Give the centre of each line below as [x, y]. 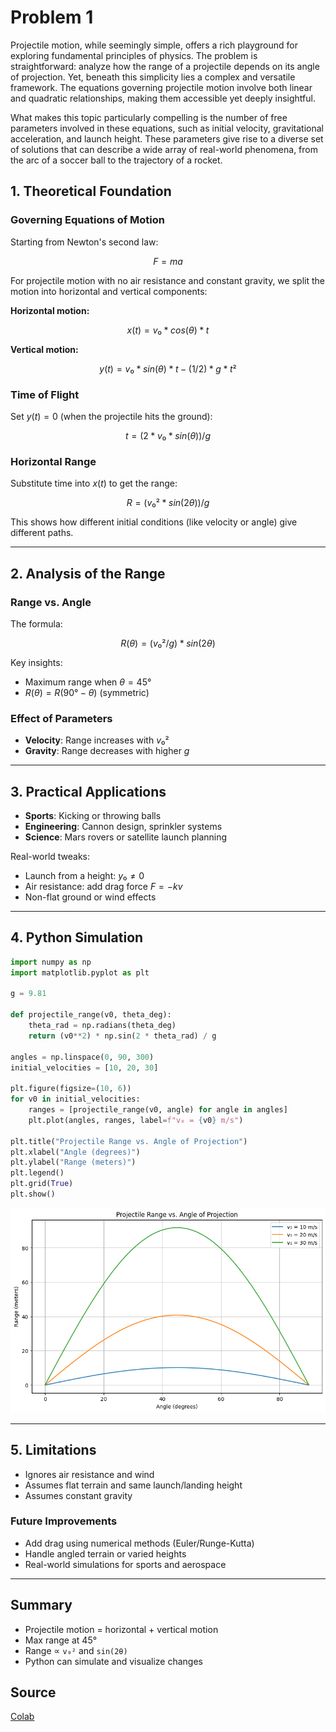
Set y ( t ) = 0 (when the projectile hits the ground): [111, 416]
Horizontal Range [53, 461]
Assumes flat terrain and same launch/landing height [133, 1485]
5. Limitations [53, 1450]
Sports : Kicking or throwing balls [93, 816]
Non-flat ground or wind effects [90, 897]
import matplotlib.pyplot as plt [80, 972]
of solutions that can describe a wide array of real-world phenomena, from [164, 149]
